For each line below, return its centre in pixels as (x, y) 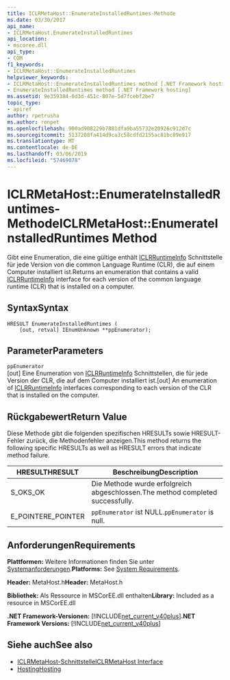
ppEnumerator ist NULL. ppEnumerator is (153, 512)
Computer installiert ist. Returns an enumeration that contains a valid (103, 271)
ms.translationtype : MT (41, 141)
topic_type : (24, 103)
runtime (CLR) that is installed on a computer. (71, 286)
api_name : (21, 26)
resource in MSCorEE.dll (41, 602)
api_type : (21, 52)
